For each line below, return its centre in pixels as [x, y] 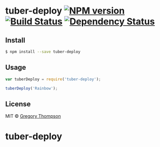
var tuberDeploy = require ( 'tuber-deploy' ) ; [53, 79]
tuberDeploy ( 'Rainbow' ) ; [31, 88]
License [18, 104]
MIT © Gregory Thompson [33, 116]
